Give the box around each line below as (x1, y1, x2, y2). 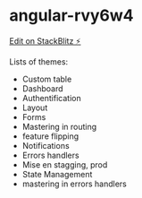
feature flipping (21, 131, 79, 142)
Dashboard (21, 82, 64, 94)
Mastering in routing (21, 121, 97, 132)
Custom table (21, 73, 72, 84)
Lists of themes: (9, 56, 69, 67)
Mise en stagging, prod (21, 159, 108, 170)
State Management (21, 168, 93, 179)
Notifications (21, 140, 70, 151)
